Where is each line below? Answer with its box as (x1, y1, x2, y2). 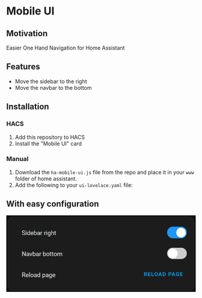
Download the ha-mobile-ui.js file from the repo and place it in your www (14, 168, 194, 176)
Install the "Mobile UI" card (14, 140, 82, 147)
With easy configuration (6, 199, 99, 209)
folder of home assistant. (14, 175, 77, 182)
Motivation (6, 28, 48, 39)
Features (6, 62, 40, 72)
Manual (6, 155, 29, 163)
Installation (6, 101, 49, 112)
